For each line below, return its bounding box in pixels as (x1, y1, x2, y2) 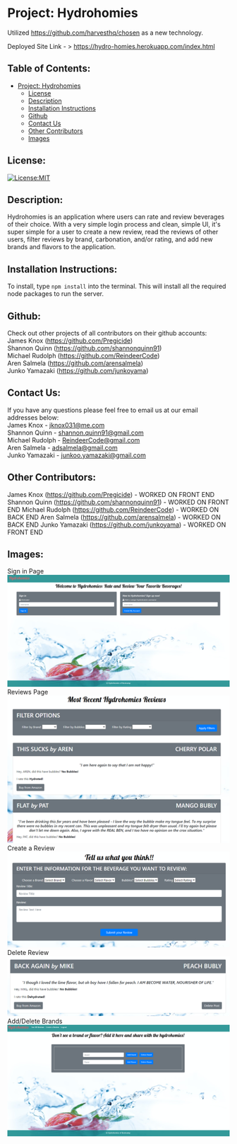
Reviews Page (7, 687, 49, 696)
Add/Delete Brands (7, 1017, 63, 1026)
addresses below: (7, 413, 59, 422)
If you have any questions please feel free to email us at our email (7, 406, 199, 414)
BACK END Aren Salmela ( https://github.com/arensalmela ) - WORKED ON (7, 513, 221, 521)
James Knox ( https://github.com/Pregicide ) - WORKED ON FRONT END (7, 490, 215, 498)
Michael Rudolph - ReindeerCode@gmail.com (7, 435, 140, 444)
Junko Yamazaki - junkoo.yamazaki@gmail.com (7, 451, 147, 459)
